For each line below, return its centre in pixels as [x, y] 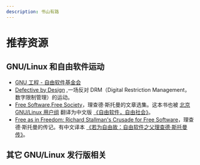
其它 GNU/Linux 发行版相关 [56, 155]
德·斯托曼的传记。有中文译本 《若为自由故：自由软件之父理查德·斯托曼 [101, 127]
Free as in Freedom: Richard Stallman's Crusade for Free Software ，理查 [104, 119]
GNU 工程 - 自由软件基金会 [48, 82]
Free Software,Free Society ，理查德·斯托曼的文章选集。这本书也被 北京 [102, 104]
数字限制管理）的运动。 [44, 97]
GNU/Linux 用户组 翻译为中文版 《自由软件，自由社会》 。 [84, 112]
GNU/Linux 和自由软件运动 [55, 67]
